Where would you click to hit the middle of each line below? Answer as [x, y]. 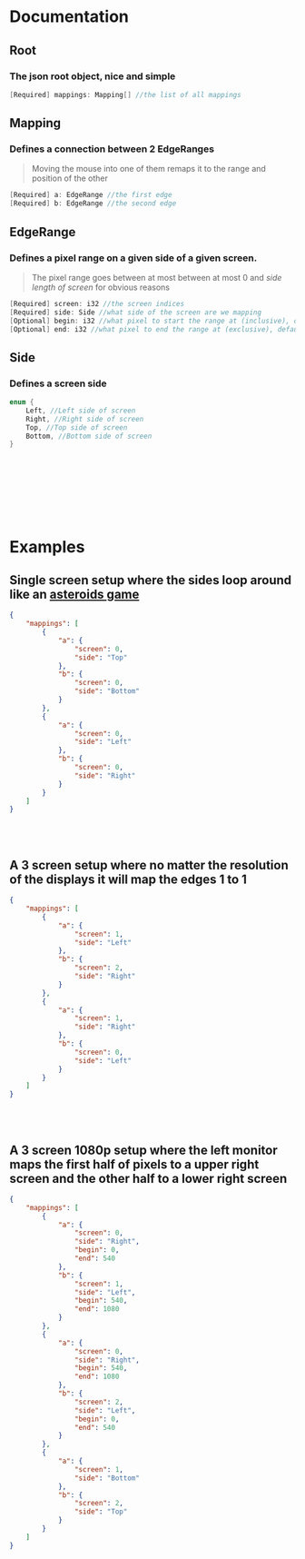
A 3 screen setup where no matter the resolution [149, 865]
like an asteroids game [74, 594]
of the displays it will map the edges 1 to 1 [128, 879]
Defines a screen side [58, 383]
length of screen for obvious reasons [101, 287]
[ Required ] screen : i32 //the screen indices [97, 303]
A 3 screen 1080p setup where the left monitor [144, 1150]
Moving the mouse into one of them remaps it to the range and [148, 169]
